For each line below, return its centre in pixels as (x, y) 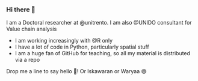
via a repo (27, 60)
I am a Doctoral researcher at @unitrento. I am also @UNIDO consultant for (99, 23)
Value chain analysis (32, 29)
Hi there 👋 (21, 10)
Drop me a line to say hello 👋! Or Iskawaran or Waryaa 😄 (77, 71)
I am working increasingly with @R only (64, 41)
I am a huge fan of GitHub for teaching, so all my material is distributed (103, 53)
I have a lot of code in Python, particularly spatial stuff (82, 47)
